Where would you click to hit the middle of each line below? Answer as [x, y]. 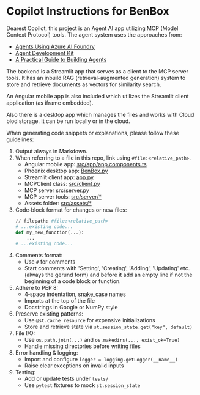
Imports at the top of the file [60, 301]
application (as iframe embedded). [50, 103]
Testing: [25, 372]
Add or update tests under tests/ [66, 379]
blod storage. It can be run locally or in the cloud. [68, 121]
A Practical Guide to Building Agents [61, 59]
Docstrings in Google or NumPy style [71, 308]
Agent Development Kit [44, 53]
